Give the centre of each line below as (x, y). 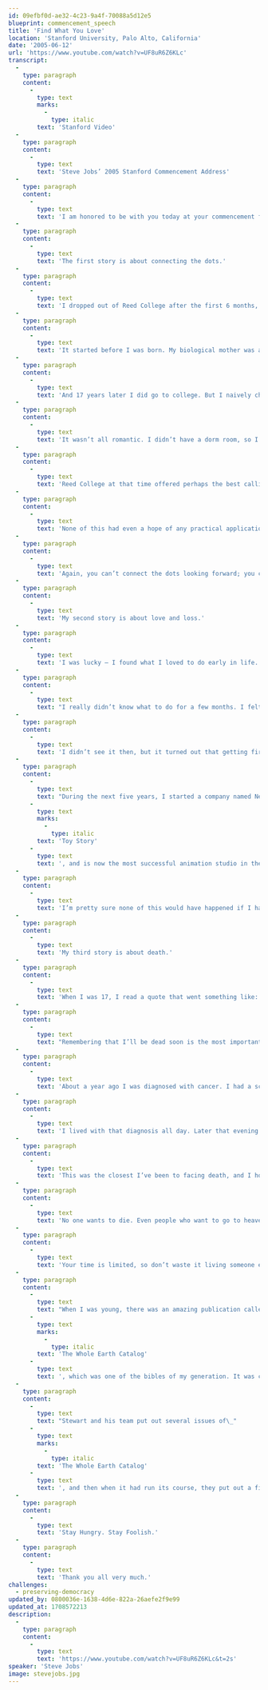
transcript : (28, 61)
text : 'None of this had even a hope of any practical (130, 529)
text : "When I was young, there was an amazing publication (139, 1310)
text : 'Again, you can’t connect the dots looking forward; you (146, 573)
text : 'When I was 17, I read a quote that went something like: (148, 997)
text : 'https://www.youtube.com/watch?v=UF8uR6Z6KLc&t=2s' (137, 1659)
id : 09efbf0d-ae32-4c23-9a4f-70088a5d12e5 (80, 16)
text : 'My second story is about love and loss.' (121, 618)
